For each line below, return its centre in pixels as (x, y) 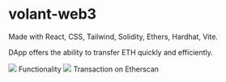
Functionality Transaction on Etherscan (89, 69)
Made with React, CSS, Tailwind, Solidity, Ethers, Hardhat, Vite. (113, 37)
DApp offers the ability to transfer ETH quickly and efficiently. (111, 52)
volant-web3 (53, 14)
